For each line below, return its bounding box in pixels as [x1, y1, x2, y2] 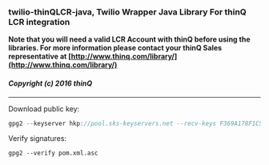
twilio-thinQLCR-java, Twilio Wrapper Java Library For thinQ [8, 6, 247, 18]
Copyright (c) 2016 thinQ [8, 78, 93, 88]
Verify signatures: [8, 134, 66, 143]
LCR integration [8, 16, 70, 27]
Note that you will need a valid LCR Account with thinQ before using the [8, 34, 251, 44]
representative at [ [8, 51, 72, 62]
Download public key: [8, 103, 80, 114]
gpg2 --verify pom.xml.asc [8, 149, 98, 158]
